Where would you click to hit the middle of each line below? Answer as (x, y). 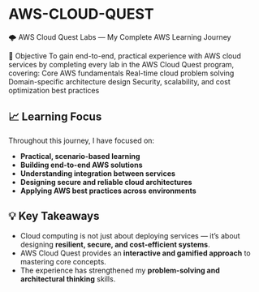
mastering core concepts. (63, 261)
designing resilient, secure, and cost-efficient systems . (115, 244)
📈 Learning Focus (55, 117)
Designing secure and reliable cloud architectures (106, 182)
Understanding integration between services (98, 173)
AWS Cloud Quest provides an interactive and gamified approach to (136, 253)
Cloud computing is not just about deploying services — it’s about (130, 235)
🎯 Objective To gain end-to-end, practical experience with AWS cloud (125, 56)
